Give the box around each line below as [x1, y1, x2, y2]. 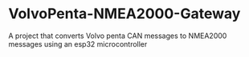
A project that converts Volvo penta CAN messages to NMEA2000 [8, 31, 227, 40]
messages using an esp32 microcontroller [8, 39, 148, 48]
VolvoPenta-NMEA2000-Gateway [8, 5, 241, 23]
